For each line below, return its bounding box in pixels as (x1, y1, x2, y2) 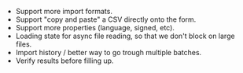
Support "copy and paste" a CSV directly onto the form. (15, 15, 197, 24)
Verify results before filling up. (15, 56, 114, 65)
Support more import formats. (15, 7, 112, 16)
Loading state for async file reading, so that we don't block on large (15, 31, 235, 40)
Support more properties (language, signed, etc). (15, 23, 175, 32)
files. (15, 40, 32, 49)
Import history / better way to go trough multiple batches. (15, 48, 202, 57)
